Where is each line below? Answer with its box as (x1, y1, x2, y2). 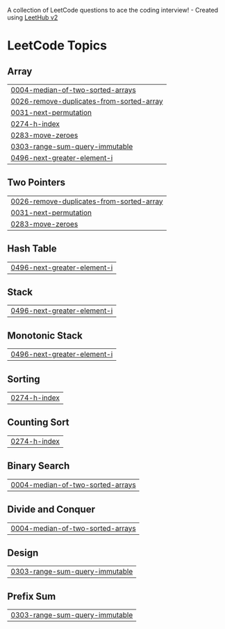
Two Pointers (7, 177, 66, 189)
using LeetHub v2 (7, 13, 58, 22)
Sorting (7, 373, 40, 385)
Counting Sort (7, 417, 69, 428)
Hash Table (7, 243, 57, 255)
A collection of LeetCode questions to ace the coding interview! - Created (7, 6, 219, 14)
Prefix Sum (7, 590, 56, 602)
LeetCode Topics (7, 38, 108, 54)
